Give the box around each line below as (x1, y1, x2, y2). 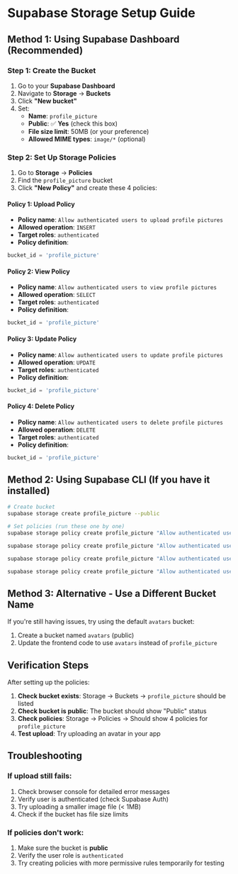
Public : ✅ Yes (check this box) (28, 119, 118, 128)
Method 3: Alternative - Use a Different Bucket (7, 587, 217, 600)
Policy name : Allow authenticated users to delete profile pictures (17, 418, 223, 426)
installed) (7, 484, 50, 497)
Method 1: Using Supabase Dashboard (7, 33, 180, 45)
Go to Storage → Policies (17, 169, 93, 177)
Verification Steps (7, 659, 89, 671)
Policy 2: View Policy (7, 267, 70, 276)
